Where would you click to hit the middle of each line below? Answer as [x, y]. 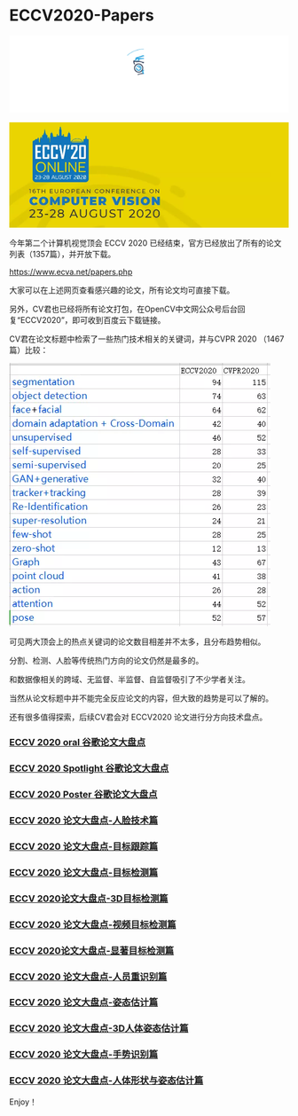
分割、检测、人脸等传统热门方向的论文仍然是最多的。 [106, 661]
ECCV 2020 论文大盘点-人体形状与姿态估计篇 [106, 1081]
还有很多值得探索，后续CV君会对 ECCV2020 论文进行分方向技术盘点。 [138, 717]
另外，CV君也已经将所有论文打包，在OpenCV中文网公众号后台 [123, 309]
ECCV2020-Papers [82, 16]
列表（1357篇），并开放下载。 [63, 255]
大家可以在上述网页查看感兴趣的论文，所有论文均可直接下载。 [122, 290]
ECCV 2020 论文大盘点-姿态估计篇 [84, 1002]
